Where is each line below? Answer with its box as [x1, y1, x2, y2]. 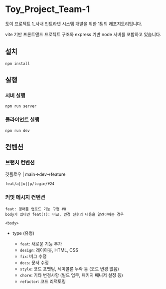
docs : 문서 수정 [19, 259, 49, 265]
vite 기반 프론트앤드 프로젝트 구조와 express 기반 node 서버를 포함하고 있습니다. [5, 31, 162, 37]
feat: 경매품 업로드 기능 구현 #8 [5, 206, 66, 211]
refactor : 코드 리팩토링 [19, 278, 66, 284]
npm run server [5, 104, 37, 109]
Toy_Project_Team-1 [5, 4, 90, 15]
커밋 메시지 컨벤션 [5, 194, 46, 201]
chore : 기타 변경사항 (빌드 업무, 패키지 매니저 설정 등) [19, 272, 123, 278]
